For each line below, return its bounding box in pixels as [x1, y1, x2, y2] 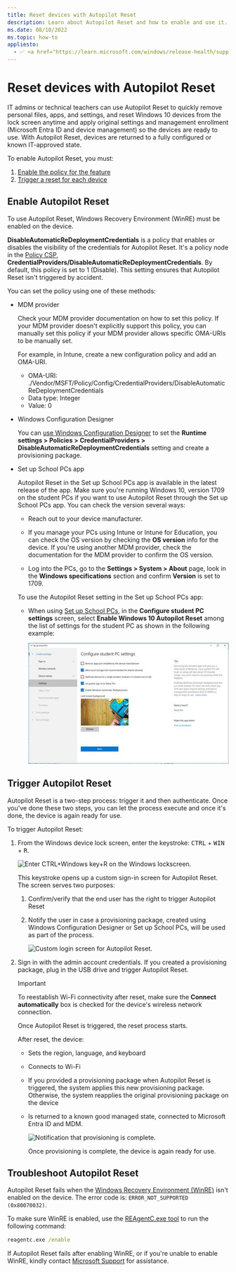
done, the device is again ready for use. [7, 811, 122, 820]
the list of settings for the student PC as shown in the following [27, 621, 210, 630]
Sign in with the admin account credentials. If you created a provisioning [17, 958, 227, 966]
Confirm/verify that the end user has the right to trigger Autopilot [27, 894, 216, 903]
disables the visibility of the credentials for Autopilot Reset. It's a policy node [7, 243, 229, 252]
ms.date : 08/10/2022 [7, 26, 68, 33]
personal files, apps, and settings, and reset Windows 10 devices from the [7, 110, 221, 119]
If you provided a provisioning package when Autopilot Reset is [27, 1075, 211, 1085]
